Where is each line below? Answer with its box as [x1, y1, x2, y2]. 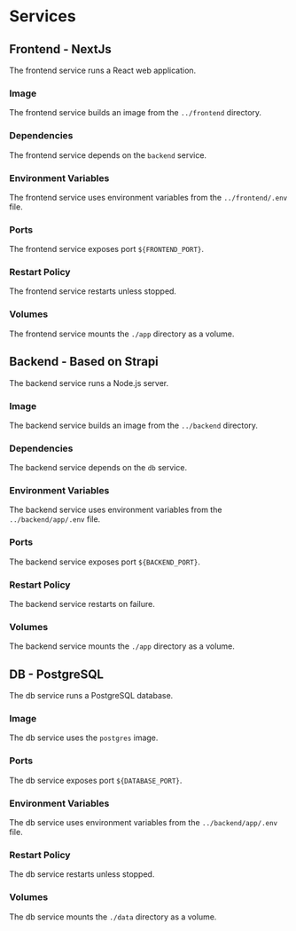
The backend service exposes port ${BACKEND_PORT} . [9, 556, 201, 567]
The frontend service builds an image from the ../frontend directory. [9, 107, 262, 118]
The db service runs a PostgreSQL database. [9, 690, 174, 701]
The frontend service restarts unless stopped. [9, 286, 177, 296]
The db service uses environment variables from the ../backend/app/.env [9, 817, 278, 828]
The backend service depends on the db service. [9, 462, 188, 473]
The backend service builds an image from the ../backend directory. [9, 420, 259, 430]
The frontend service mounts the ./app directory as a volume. [9, 328, 235, 339]
